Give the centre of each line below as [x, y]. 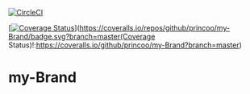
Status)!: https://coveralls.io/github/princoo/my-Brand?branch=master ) [125, 45]
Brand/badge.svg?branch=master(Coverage [82, 37]
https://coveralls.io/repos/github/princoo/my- [155, 28]
